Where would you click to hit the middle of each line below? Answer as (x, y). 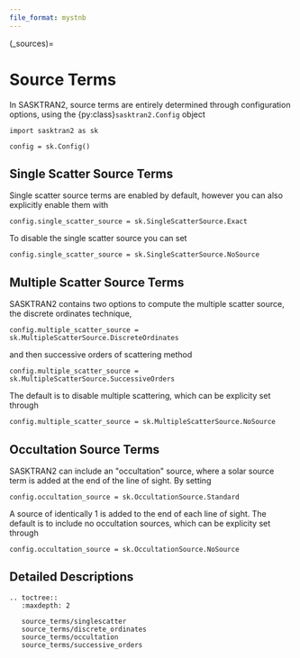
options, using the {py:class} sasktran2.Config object (107, 114)
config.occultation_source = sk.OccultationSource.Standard (125, 497)
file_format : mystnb (48, 18)
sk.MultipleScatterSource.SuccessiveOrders (92, 379)
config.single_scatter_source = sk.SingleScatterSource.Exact (128, 221)
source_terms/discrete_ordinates (84, 629)
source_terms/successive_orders (82, 644)
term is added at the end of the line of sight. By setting (110, 481)
